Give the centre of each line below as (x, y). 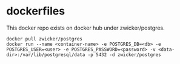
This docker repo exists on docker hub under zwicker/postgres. (85, 28)
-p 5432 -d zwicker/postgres (125, 55)
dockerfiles (36, 11)
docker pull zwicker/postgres (45, 39)
